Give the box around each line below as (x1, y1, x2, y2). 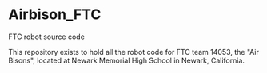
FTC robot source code (8, 32, 86, 41)
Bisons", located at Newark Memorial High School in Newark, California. (8, 56, 245, 65)
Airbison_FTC (8, 6, 102, 24)
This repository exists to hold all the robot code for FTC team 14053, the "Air (8, 47, 260, 56)
